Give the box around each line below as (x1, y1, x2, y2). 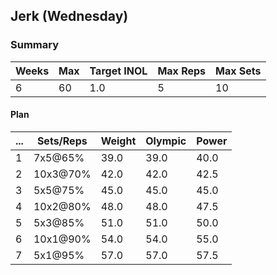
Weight (100, 134, 137, 148)
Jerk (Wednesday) (10, 8, 129, 25)
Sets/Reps (36, 134, 88, 148)
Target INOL (89, 64, 148, 78)
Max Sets (215, 64, 262, 78)
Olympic (145, 134, 187, 148)
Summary (10, 38, 60, 52)
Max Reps (157, 64, 207, 78)
